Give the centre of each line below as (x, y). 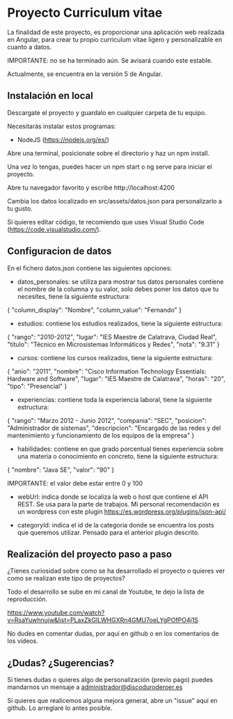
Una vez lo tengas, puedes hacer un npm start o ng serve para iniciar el (110, 167)
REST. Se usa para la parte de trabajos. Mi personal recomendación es (119, 504)
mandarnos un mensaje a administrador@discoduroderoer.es (95, 687)
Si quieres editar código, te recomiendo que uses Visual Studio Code (106, 222)
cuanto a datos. (30, 47)
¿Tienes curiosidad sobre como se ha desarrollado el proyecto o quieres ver (116, 571)
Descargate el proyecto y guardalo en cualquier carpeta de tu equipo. (107, 112)
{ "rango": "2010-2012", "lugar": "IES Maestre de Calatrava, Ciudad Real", (112, 337)
